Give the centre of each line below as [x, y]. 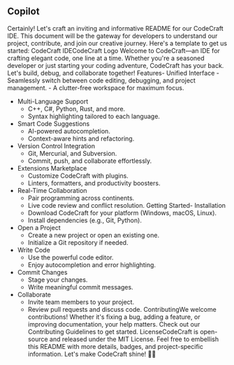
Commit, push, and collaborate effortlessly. [90, 161]
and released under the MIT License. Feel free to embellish [134, 339]
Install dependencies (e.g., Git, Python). [85, 220]
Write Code [34, 250]
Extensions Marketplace [52, 168]
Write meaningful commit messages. [81, 287]
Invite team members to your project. [81, 302]
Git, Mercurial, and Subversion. [72, 153]
